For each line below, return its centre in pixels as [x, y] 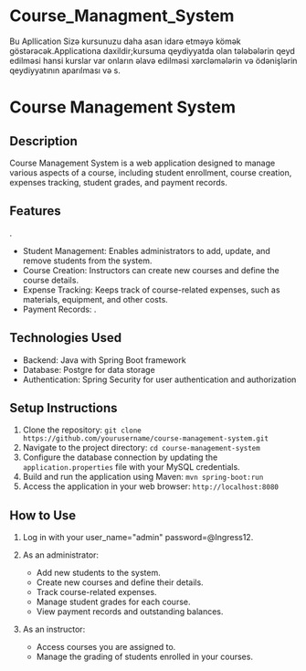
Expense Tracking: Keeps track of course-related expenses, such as [151, 290]
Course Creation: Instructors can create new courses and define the [151, 270]
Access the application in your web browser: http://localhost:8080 [150, 486]
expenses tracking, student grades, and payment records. [119, 182]
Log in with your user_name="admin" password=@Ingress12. [138, 538]
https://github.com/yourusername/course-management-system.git [146, 439]
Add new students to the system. [99, 573]
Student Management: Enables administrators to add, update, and [147, 250]
